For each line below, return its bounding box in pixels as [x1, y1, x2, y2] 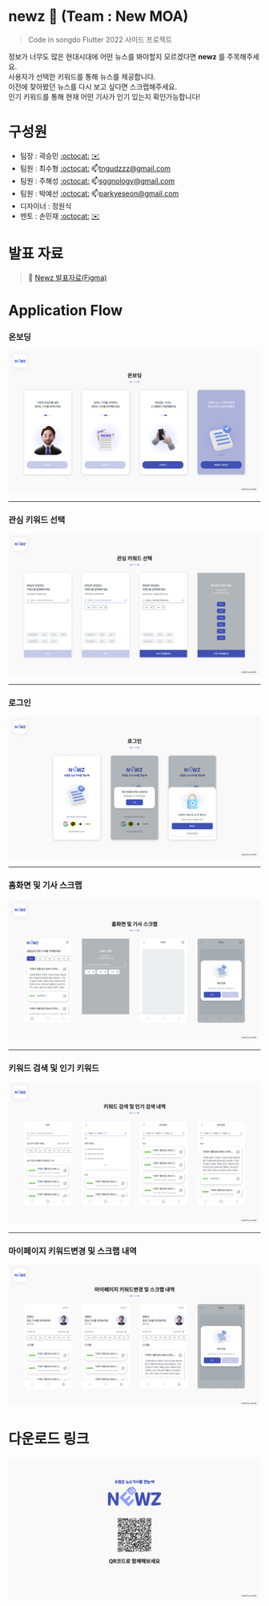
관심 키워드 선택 [8, 514, 66, 525]
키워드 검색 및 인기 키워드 [8, 1062, 100, 1074]
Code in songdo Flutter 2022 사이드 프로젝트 [27, 34, 173, 44]
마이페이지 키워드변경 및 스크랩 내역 [8, 1245, 138, 1256]
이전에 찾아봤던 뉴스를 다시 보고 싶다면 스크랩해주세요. [8, 82, 178, 91]
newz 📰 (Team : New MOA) [8, 7, 189, 26]
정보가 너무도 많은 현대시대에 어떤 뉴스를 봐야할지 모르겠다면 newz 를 [8, 51, 226, 61]
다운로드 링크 [8, 1430, 90, 1448]
